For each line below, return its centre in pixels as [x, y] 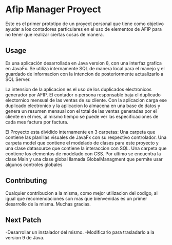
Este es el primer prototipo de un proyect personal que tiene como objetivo [85, 24]
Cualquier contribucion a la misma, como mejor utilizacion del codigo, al [82, 193]
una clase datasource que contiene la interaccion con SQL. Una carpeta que [86, 148]
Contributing [26, 181]
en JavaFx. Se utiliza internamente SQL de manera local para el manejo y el [85, 68]
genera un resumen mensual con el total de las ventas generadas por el [81, 111]
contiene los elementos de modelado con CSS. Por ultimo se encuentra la [83, 154]
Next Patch [23, 220]
